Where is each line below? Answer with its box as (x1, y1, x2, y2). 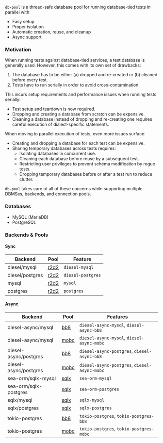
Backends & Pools (5, 231, 49, 238)
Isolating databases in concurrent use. (19, 150, 96, 157)
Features (107, 313, 128, 320)
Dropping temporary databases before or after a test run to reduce (19, 171, 153, 177)
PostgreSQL (12, 219, 36, 225)
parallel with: (5, 9, 31, 15)
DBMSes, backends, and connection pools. (5, 191, 91, 197)
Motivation (5, 46, 32, 53)
